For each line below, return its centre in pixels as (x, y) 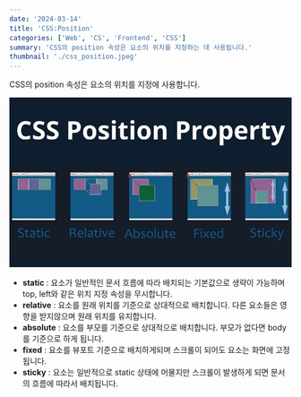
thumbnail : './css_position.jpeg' (74, 57)
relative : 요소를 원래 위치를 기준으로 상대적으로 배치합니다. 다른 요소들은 (150, 305)
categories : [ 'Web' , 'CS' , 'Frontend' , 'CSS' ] (98, 38)
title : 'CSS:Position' (52, 28)
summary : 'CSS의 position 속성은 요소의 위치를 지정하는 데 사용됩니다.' (131, 47)
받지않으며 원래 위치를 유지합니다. (98, 316)
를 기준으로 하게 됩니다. (63, 338)
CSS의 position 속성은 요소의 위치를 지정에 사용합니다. (105, 84)
